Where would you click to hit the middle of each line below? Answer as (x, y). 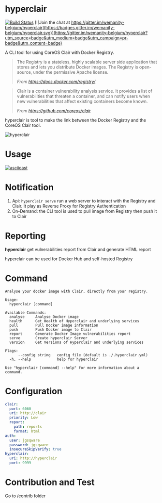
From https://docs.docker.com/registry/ (56, 82)
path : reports (28, 427)
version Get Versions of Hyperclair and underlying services (77, 342)
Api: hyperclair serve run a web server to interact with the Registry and (84, 201)
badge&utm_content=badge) (34, 43)
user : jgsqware (25, 440)
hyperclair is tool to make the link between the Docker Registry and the (76, 120)
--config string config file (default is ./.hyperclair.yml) (83, 355)
